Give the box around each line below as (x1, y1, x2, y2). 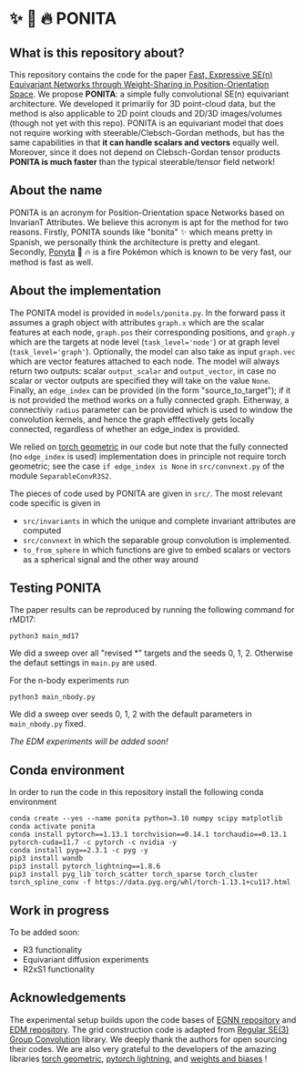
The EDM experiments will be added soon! (9, 736, 168, 747)
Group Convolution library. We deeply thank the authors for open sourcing (9, 1034, 288, 1045)
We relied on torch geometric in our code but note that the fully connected (9, 441, 289, 452)
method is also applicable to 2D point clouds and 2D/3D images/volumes (9, 108, 282, 119)
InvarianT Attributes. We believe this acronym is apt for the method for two (9, 216, 289, 227)
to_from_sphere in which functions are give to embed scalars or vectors (22, 544, 291, 555)
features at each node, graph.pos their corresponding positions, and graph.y (9, 326, 296, 337)
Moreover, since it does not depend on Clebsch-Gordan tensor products (9, 147, 280, 158)
